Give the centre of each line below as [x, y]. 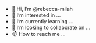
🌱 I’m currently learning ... [42, 21]
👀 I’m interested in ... [36, 15]
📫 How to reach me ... [38, 34]
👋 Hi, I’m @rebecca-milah [42, 9]
